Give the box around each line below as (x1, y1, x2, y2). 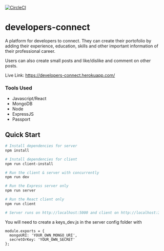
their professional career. (5, 48, 56, 54)
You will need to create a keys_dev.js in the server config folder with (5, 219, 142, 225)
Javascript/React (12, 96, 47, 102)
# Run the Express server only (5, 184, 69, 188)
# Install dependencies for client (5, 157, 78, 162)
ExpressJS (12, 111, 34, 117)
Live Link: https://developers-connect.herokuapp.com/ (5, 72, 115, 78)
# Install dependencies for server (5, 144, 78, 148)
